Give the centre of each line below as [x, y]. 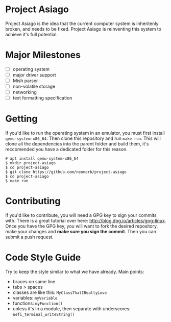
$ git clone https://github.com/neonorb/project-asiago [66, 172]
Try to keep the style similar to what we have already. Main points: [75, 272]
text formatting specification [42, 98]
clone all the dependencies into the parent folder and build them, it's [77, 144]
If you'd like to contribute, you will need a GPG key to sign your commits [81, 215]
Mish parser [25, 81]
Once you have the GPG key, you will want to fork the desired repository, [82, 226]
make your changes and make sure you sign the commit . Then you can [81, 232]
